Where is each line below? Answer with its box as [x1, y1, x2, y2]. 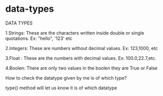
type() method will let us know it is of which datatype [5, 85, 117, 91]
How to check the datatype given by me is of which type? [5, 75, 127, 81]
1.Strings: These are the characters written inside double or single [5, 30, 145, 36]
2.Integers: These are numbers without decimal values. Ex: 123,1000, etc [5, 45, 158, 51]
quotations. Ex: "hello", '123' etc [5, 35, 73, 41]
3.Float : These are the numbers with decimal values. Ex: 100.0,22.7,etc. [5, 55, 157, 61]
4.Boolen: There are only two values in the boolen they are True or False [5, 65, 158, 71]
